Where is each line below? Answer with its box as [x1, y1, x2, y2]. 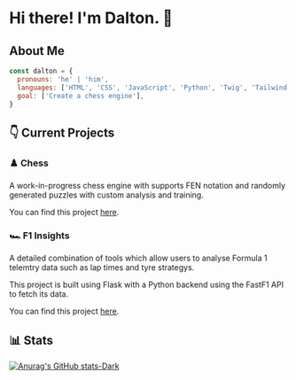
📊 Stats [9, 332, 54, 348]
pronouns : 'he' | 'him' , [17, 74, 109, 83]
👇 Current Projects [9, 125, 115, 140]
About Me [9, 43, 65, 58]
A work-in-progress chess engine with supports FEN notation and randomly [9, 181, 286, 191]
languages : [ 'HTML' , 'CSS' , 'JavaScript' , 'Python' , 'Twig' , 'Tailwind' [17, 83, 292, 92]
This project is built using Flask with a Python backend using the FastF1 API [9, 279, 284, 291]
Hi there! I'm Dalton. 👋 [9, 8, 174, 28]
